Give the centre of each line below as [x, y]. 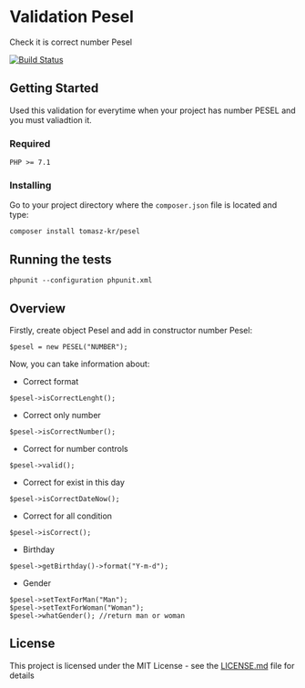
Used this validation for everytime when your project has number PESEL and [152, 110]
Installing [30, 185]
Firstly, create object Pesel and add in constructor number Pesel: [131, 330]
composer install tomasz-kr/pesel [75, 231]
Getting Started [54, 88]
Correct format [51, 381]
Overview [38, 308]
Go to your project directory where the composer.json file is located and [143, 205]
